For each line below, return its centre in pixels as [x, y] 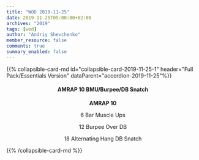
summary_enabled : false [37, 52]
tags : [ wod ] [21, 29]
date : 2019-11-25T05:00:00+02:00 [49, 18]
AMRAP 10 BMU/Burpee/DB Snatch [103, 90]
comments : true [26, 46]
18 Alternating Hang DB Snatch [103, 139]
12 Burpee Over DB [103, 126]
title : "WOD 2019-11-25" [38, 12]
